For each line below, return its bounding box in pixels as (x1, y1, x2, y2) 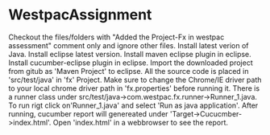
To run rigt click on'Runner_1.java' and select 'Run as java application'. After (8, 100, 259, 110)
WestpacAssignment (8, 6, 152, 24)
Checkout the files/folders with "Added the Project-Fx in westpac (8, 32, 225, 42)
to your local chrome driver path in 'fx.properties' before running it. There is (8, 83, 260, 93)
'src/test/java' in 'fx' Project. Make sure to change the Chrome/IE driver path (8, 75, 262, 84)
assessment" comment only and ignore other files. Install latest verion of (8, 40, 249, 50)
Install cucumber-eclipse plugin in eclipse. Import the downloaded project (8, 58, 253, 67)
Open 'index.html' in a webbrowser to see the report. (52, 117, 228, 127)
